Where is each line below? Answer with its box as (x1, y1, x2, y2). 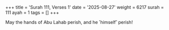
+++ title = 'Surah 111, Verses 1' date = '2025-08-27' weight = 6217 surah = (5, 4, 164, 10)
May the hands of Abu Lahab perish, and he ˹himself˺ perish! (5, 19, 133, 25)
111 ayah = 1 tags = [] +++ (5, 9, 59, 15)
